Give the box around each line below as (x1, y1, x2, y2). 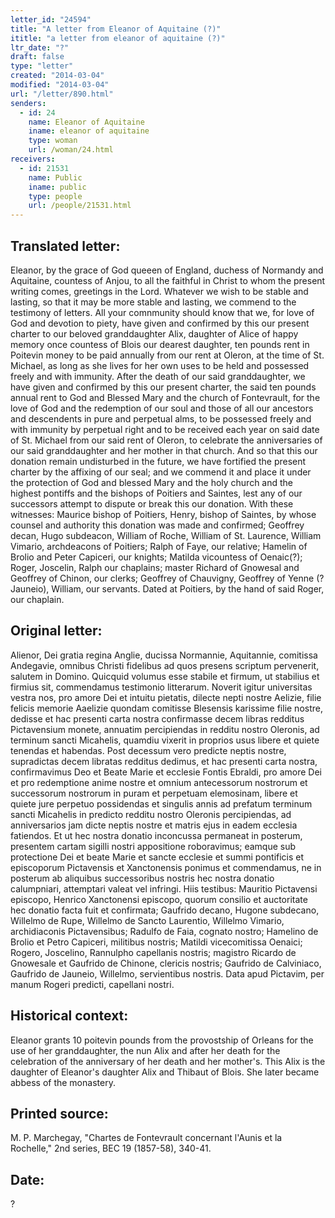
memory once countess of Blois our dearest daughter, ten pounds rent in (10, 338, 310, 350)
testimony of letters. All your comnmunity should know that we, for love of (10, 306, 315, 318)
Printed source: (10, 1105, 109, 1122)
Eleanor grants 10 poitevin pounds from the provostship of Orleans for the (10, 1034, 314, 1046)
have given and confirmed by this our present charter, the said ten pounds (10, 381, 317, 393)
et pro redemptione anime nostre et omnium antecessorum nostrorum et (10, 776, 308, 788)
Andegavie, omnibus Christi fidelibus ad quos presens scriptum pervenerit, (10, 659, 320, 671)
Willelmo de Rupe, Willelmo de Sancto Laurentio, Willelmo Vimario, (10, 914, 285, 926)
